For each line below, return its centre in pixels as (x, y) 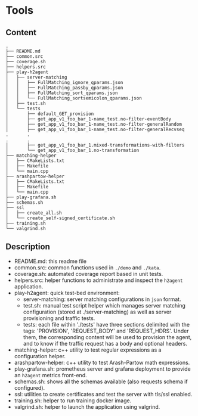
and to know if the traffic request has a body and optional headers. (105, 343)
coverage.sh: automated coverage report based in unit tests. (89, 274)
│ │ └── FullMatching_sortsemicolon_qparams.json (74, 98)
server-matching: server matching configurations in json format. (102, 299)
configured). (30, 387)
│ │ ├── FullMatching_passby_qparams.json (64, 88)
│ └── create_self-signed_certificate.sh (61, 218)
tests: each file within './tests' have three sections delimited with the (106, 324)
